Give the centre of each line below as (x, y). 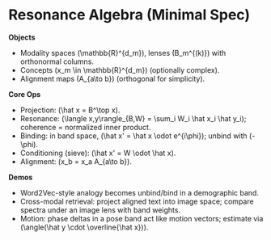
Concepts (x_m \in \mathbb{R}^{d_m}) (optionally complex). (120, 69)
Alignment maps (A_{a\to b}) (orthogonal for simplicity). (112, 78)
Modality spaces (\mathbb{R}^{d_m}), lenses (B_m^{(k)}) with (123, 53)
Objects (22, 37)
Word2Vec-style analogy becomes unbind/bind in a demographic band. (139, 192)
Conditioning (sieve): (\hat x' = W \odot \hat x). (98, 153)
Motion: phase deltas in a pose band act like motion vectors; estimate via (142, 218)
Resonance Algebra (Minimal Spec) (129, 15)
